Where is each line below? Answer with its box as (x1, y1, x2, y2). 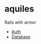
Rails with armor (4, 19, 36, 25)
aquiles (4, 3, 34, 15)
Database (11, 34, 31, 40)
